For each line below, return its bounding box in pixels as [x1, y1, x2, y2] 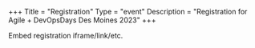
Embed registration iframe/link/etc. [8, 31, 123, 40]
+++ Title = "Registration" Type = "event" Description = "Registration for [8, 7, 248, 16]
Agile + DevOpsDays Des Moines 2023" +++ [8, 15, 156, 25]
